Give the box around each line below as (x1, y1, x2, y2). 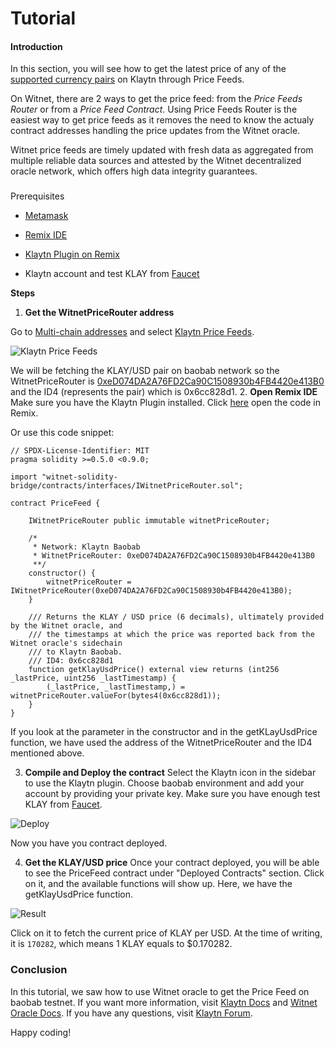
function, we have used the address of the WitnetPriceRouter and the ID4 (10, 737, 313, 749)
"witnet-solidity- (41, 472, 118, 482)
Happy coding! (10, 1026, 72, 1038)
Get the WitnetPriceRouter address (24, 307, 175, 319)
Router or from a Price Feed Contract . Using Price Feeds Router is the (10, 103, 298, 116)
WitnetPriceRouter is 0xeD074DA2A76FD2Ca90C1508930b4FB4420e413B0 (10, 375, 325, 387)
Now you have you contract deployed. (10, 837, 168, 849)
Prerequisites (10, 190, 65, 202)
